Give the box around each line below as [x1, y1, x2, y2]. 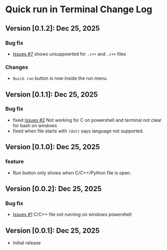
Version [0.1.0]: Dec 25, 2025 [5, 143, 100, 151]
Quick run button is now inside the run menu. [12, 75, 108, 81]
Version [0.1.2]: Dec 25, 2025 [5, 24, 100, 33]
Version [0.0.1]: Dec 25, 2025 [5, 226, 100, 235]
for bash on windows [12, 122, 57, 128]
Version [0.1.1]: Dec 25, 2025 [5, 90, 98, 99]
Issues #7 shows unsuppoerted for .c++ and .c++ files [12, 51, 126, 57]
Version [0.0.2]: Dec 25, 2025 [5, 184, 102, 193]
